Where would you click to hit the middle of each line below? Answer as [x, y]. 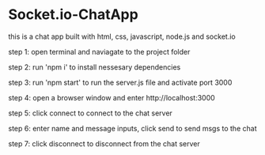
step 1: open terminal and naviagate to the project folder [99, 51]
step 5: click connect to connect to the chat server [90, 113]
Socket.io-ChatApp [73, 15]
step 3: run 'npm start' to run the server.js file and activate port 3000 [120, 82]
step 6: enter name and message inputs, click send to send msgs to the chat [132, 128]
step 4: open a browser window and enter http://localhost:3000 [112, 97]
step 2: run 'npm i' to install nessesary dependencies [95, 67]
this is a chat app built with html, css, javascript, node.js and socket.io [122, 36]
